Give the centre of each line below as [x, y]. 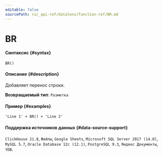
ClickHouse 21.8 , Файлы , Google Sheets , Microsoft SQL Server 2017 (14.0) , [82, 139]
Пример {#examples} [28, 106]
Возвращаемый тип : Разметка [37, 95]
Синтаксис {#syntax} [28, 53]
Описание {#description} [32, 74]
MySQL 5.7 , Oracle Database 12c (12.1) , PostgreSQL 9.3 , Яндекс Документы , [82, 144]
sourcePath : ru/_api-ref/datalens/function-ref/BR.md [62, 14]
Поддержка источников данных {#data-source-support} [66, 127]
